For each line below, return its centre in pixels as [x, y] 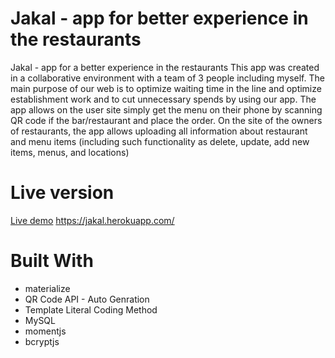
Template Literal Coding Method [91, 309]
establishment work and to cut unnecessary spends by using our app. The [163, 99]
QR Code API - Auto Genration [87, 299]
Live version [62, 193]
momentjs [45, 331]
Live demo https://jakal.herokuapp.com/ [92, 220]
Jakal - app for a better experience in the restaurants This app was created [165, 67]
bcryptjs [42, 341]
